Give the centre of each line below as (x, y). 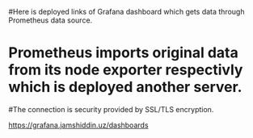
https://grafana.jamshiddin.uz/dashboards (78, 125)
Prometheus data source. (51, 20)
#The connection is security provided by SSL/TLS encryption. (111, 109)
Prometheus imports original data (123, 53)
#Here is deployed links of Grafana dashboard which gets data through (126, 12)
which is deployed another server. (125, 87)
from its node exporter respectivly (126, 70)
